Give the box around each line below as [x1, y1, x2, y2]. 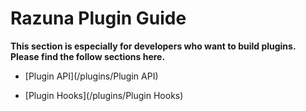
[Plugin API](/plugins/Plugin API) [24, 70, 159, 82]
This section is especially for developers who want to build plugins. [10, 40, 297, 52]
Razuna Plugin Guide [10, 7, 187, 30]
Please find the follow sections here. [10, 50, 166, 62]
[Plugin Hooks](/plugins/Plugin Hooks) [24, 89, 184, 101]
